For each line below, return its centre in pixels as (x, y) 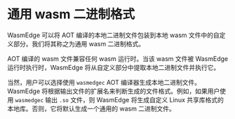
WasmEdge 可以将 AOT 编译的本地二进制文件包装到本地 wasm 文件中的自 (113, 35)
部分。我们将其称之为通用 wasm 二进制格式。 (79, 43)
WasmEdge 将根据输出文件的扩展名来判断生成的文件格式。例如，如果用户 (114, 91)
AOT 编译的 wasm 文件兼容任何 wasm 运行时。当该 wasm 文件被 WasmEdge (118, 58)
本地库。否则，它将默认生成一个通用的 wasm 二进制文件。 (91, 108)
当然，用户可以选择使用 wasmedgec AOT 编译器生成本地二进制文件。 (104, 82)
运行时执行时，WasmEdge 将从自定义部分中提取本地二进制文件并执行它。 (114, 67)
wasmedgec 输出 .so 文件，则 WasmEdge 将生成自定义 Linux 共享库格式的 (120, 99)
